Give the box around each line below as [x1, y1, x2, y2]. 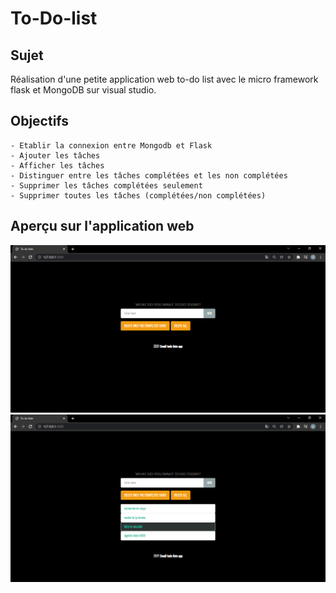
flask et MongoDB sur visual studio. [10, 84, 157, 96]
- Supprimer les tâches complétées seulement [10, 180, 203, 191]
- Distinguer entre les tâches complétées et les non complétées [10, 170, 288, 181]
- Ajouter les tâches [10, 150, 101, 161]
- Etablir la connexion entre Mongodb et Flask [10, 140, 213, 151]
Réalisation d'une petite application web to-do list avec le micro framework [10, 73, 319, 85]
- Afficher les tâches [10, 160, 105, 171]
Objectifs [10, 113, 70, 130]
